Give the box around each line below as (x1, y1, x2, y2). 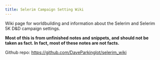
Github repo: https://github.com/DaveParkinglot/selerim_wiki (5, 49, 127, 55)
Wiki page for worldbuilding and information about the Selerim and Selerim (5, 20, 155, 26)
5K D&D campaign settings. (5, 25, 60, 31)
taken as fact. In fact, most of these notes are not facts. (5, 40, 120, 46)
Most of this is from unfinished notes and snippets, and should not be (5, 35, 149, 41)
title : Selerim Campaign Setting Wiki (5, 7, 84, 12)
